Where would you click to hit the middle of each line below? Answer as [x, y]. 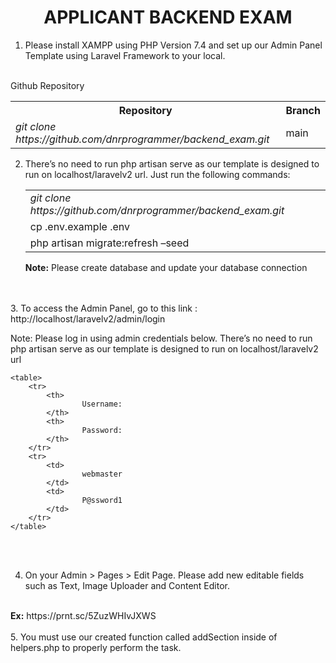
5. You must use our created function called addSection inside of [144, 637]
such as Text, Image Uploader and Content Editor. [127, 585]
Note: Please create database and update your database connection [166, 267]
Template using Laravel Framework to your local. [125, 55]
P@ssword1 [102, 500]
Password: [102, 430]
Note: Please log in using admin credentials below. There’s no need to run [161, 338]
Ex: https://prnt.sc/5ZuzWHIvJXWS [83, 615]
